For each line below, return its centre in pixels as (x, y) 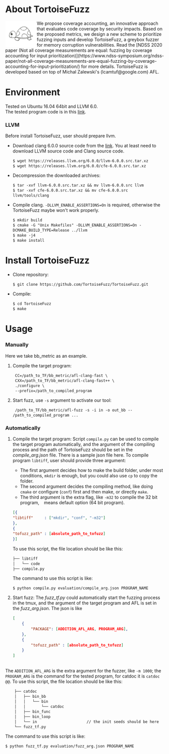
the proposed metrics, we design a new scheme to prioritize (99, 34)
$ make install (29, 241)
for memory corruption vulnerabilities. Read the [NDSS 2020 (100, 45)
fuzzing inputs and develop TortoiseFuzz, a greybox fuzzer (98, 40)
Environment (33, 92)
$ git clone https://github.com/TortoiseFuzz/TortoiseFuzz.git (80, 285)
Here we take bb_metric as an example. (46, 356)
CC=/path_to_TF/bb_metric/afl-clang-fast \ (61, 375)
